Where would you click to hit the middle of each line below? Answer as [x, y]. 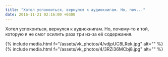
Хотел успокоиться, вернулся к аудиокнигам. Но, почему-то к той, [77, 28]
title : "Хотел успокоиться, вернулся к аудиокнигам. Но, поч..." [75, 10]
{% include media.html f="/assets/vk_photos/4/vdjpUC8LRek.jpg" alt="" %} [84, 43]
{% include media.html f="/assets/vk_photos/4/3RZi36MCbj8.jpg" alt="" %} [84, 49]
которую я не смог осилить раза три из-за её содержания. [69, 34]
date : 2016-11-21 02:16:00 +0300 [40, 14]
